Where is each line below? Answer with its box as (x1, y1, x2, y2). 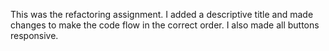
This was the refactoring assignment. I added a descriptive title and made (10, 9, 314, 20)
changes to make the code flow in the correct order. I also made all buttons (10, 19, 320, 31)
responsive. (10, 30, 59, 41)
